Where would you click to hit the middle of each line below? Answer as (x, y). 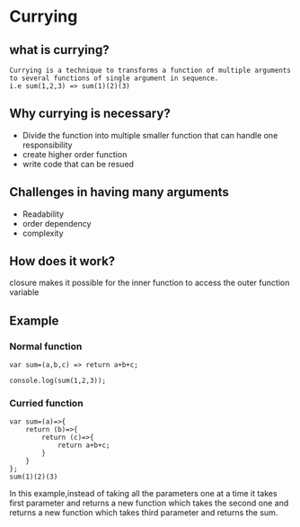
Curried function (46, 404)
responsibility (47, 145)
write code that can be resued (78, 164)
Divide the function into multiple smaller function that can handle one (150, 135)
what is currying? (59, 50)
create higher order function (75, 154)
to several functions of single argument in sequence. (114, 78)
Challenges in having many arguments (119, 192)
